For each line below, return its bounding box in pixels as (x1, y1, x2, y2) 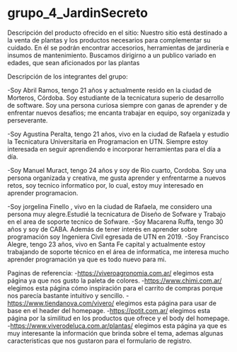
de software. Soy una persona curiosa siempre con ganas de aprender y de (7, 101, 228, 109)
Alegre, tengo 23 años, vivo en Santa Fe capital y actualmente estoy (7, 239, 206, 249)
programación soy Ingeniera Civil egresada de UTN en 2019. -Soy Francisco (7, 232, 229, 241)
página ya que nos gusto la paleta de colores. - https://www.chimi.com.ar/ (7, 276, 222, 285)
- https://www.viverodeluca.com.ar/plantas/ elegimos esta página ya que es (7, 321, 228, 330)
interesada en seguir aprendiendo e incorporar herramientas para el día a (7, 144, 221, 153)
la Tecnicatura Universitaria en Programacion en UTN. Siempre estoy (7, 137, 209, 146)
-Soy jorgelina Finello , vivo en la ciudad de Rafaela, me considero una (7, 202, 212, 210)
